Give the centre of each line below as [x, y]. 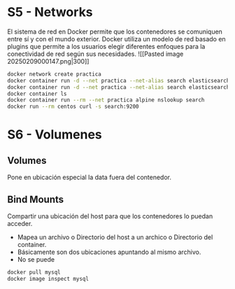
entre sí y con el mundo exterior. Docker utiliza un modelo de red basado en [116, 38]
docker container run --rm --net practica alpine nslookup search [106, 100]
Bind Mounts [36, 199]
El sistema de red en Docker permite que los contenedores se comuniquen [115, 31]
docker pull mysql [34, 272]
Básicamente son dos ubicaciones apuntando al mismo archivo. [109, 252]
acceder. [20, 224]
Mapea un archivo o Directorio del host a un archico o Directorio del [115, 237]
